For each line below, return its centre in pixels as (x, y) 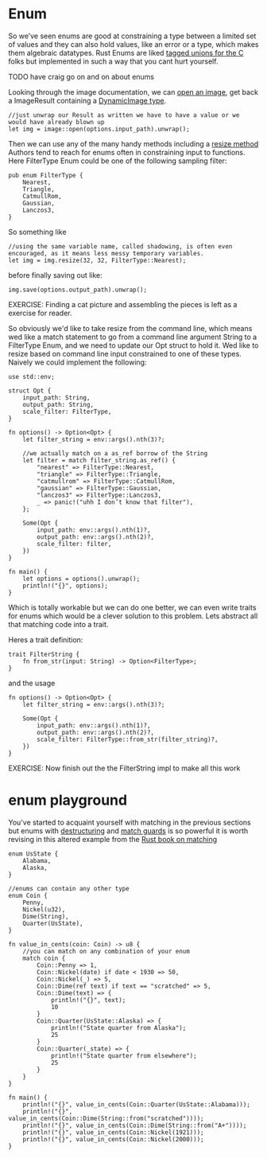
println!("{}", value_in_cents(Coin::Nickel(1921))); (113, 1132)
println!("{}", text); (88, 1000)
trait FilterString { (44, 654)
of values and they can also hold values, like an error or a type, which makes (133, 44)
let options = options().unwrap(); (81, 579)
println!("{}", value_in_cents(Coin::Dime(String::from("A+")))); (135, 1125)
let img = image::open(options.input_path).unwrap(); (99, 129)
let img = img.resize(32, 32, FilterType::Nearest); (97, 260)
